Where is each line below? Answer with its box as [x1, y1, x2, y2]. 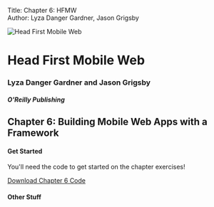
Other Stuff [7, 192, 41, 201]
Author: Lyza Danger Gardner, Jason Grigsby [7, 14, 139, 22]
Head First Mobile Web [7, 53, 145, 68]
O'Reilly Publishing [7, 95, 66, 104]
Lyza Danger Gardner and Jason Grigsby [7, 78, 151, 87]
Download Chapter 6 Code [7, 176, 86, 185]
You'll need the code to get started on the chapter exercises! [7, 163, 185, 171]
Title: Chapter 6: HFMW [7, 6, 77, 14]
